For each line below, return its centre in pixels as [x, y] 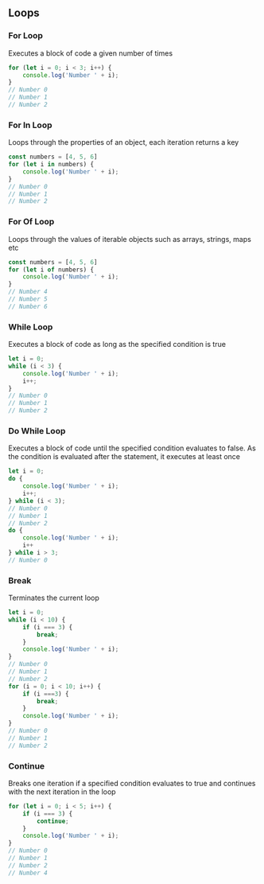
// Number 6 [28, 306]
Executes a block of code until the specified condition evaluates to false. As [132, 448]
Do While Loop [37, 431]
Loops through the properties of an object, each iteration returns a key [124, 142]
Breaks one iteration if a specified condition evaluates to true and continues [132, 783]
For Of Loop [31, 222]
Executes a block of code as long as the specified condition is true [117, 345]
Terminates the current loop [54, 598]
